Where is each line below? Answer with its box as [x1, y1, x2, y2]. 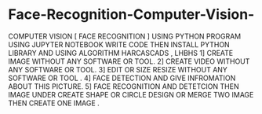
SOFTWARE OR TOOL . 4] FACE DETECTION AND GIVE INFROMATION [8, 73, 236, 83]
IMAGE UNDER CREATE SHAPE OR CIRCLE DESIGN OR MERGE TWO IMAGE [8, 90, 254, 99]
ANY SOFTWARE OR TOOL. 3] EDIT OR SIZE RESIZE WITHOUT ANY [8, 64, 227, 74]
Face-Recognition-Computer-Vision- [8, 6, 255, 24]
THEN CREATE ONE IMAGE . [8, 98, 100, 108]
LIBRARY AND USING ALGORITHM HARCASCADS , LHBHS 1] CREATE [8, 48, 234, 57]
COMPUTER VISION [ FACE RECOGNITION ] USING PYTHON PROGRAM [8, 31, 242, 41]
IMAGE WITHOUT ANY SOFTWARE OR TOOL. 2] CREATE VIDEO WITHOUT [8, 57, 250, 66]
